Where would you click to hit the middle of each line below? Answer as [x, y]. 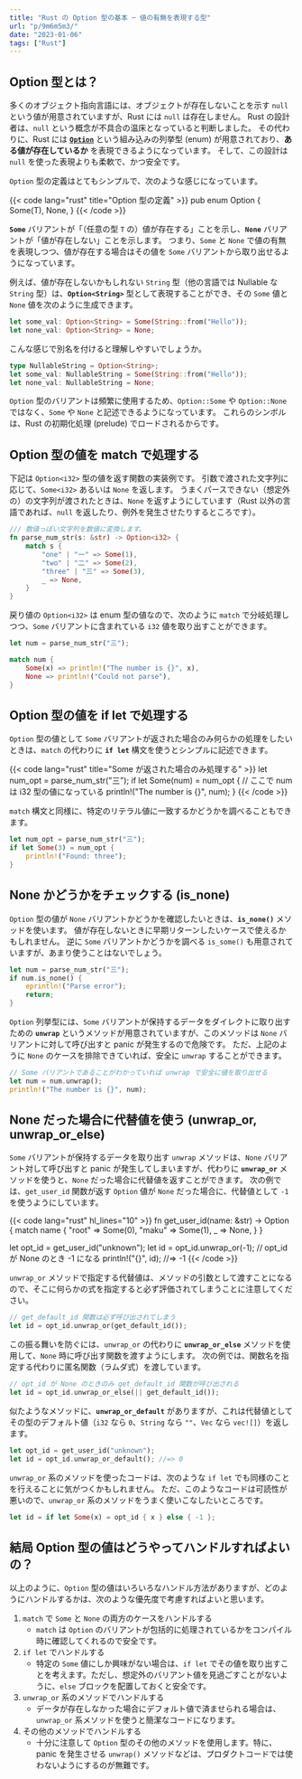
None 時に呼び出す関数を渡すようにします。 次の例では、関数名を [161, 1356]
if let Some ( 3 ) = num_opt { [62, 848]
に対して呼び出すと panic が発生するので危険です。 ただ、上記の [160, 1044]
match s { [44, 546]
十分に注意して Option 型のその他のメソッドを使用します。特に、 [156, 1743]
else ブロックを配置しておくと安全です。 [136, 1686]
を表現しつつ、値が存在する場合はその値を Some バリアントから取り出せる [146, 252]
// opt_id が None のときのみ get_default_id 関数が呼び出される [124, 1384]
